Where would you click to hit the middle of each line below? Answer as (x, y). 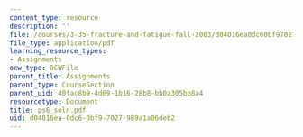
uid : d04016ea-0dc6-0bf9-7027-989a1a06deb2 (92, 118)
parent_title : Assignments (60, 77)
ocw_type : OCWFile (44, 68)
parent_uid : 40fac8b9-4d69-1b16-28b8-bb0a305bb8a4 (106, 93)
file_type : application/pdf (62, 43)
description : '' (40, 26)
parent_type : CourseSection (62, 85)
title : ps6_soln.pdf (48, 110)
